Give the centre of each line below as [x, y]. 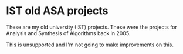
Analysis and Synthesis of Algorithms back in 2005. [68, 33]
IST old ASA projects [57, 11]
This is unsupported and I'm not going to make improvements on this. [90, 45]
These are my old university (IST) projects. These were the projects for [91, 27]
